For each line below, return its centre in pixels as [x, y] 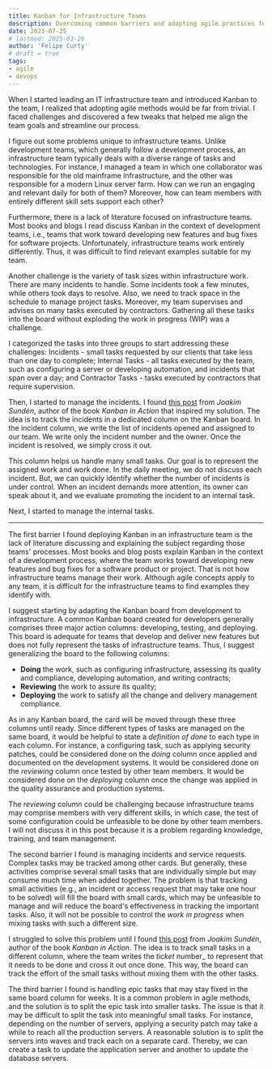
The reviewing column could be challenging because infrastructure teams [132, 804]
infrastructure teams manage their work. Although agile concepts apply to [132, 577]
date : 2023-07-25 [38, 31]
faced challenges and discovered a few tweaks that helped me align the [128, 116]
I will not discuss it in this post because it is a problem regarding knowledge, [136, 830]
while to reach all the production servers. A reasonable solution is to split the [136, 1032]
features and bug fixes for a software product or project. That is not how [129, 569]
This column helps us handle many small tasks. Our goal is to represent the [134, 461]
